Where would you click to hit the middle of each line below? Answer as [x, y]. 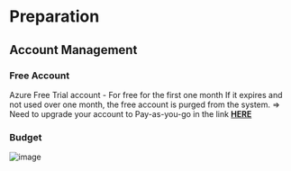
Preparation [55, 17]
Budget [26, 137]
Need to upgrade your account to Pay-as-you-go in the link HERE [131, 113]
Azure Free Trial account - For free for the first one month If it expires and [146, 94]
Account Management [73, 50]
